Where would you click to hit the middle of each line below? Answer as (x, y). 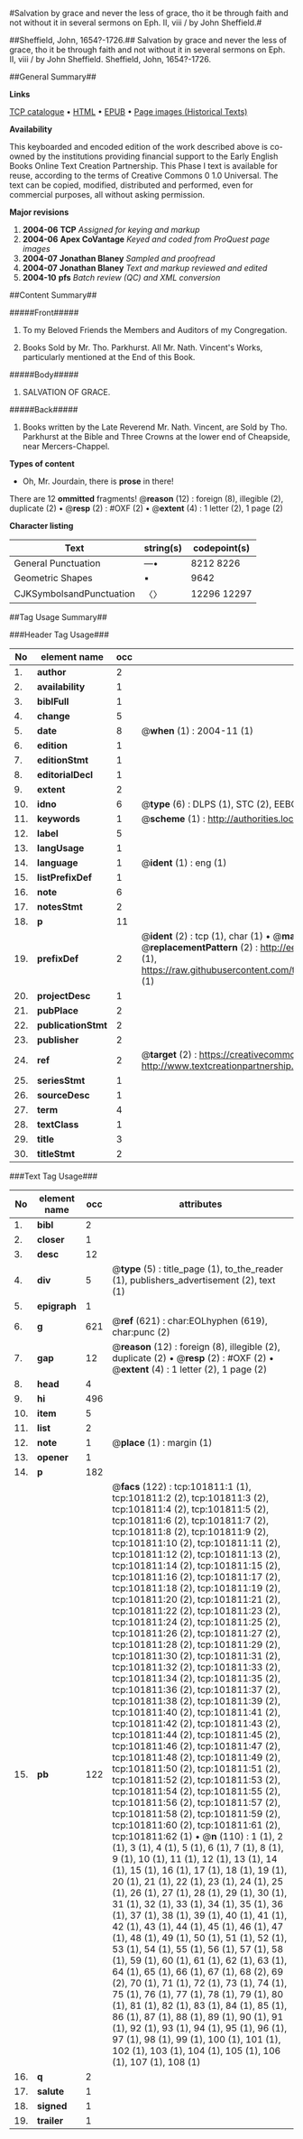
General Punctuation (57, 563)
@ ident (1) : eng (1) (184, 863)
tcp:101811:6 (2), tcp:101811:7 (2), (190, 1520)
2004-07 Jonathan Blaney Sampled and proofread (119, 258)
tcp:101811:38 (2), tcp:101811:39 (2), (197, 1701)
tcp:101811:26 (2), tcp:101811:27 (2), (197, 1633)
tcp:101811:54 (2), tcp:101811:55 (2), (197, 1791)
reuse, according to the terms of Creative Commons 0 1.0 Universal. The (144, 176)
